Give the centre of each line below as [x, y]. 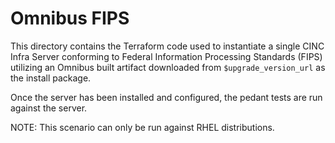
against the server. [49, 108]
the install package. [51, 78]
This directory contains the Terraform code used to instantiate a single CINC [167, 46]
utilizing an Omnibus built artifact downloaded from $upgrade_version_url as [168, 67]
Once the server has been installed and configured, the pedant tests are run [166, 97]
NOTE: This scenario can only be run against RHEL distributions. [142, 127]
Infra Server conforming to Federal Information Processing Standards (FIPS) [166, 56]
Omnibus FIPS [70, 18]
